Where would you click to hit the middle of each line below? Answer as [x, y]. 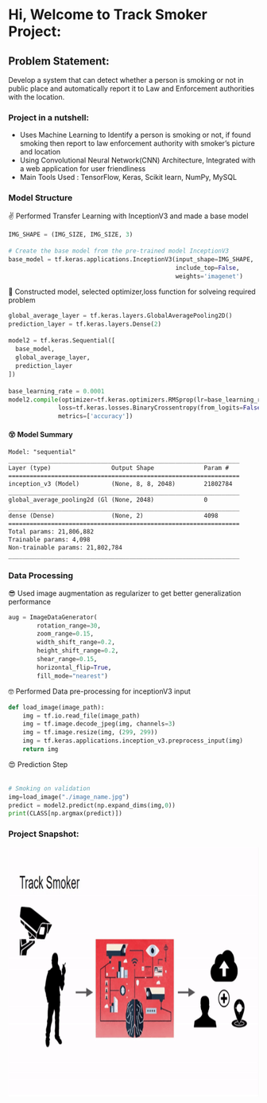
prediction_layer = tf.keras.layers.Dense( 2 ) [85, 324]
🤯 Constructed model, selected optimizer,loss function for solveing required [132, 291]
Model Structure [41, 198]
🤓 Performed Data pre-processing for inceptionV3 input [99, 691]
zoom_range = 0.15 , [65, 634]
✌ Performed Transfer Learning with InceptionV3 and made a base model [128, 216]
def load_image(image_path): [56, 707]
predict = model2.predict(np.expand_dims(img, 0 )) [92, 805]
